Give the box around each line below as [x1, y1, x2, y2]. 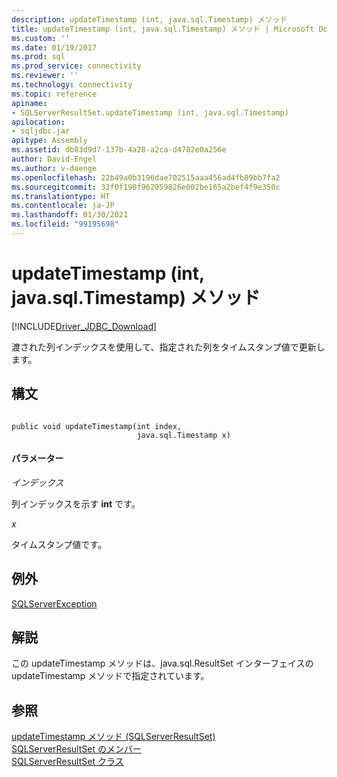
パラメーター [11, 452, 64, 465]
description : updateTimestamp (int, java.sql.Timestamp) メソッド [11, 14, 288, 25]
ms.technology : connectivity [11, 80, 133, 90]
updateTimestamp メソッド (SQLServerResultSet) [11, 731, 216, 743]
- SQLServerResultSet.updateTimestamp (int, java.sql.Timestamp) [11, 107, 289, 118]
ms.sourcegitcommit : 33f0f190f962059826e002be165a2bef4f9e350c [11, 182, 281, 192]
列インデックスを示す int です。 [11, 497, 141, 510]
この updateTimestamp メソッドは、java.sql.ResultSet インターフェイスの [11, 657, 314, 670]
